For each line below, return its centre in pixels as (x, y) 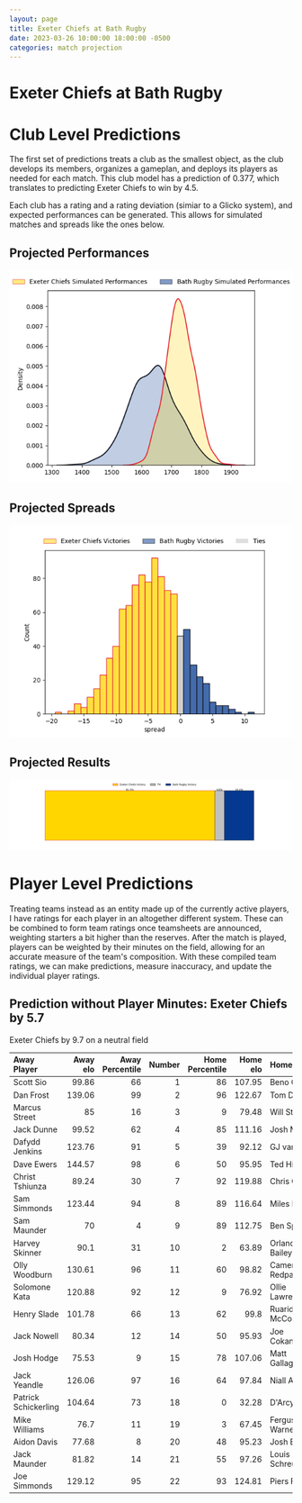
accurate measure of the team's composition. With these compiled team (143, 956)
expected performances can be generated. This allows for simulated (136, 215)
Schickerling (36, 1407)
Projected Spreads (62, 507)
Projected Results (60, 762)
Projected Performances (80, 253)
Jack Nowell (36, 1336)
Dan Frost (31, 1095)
